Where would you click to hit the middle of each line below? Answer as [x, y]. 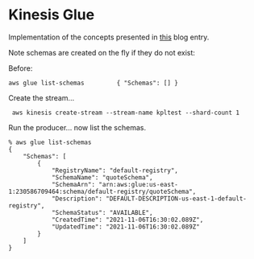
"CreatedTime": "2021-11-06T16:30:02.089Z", [127, 220]
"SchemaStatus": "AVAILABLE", [102, 212]
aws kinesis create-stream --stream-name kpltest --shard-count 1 [126, 113]
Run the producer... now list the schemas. [77, 127]
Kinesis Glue [52, 15]
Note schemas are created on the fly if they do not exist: [102, 52]
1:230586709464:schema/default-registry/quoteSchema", [102, 191]
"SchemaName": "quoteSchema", [102, 177]
